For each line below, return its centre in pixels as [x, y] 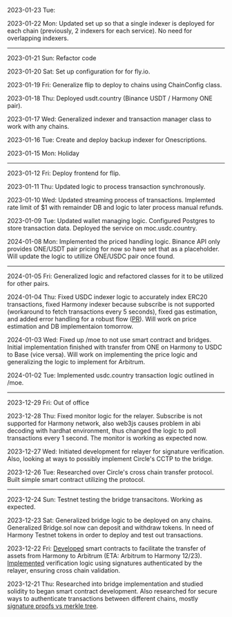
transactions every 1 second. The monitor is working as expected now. [107, 438]
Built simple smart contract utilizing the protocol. [76, 480]
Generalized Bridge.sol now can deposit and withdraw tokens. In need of [110, 528]
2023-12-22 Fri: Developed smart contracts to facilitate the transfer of [107, 548]
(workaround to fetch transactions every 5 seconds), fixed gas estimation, [112, 312]
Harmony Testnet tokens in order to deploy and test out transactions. [105, 535]
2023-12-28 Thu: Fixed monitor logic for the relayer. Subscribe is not [105, 416]
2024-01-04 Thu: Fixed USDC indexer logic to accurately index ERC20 [107, 297]
